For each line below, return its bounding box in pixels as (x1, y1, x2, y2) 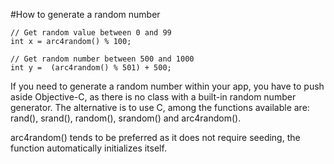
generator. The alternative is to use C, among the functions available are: (10, 102, 310, 113)
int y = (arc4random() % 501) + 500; (10, 63, 172, 73)
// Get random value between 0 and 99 (10, 28, 172, 38)
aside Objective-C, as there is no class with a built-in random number (10, 91, 297, 103)
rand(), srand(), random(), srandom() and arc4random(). (10, 112, 242, 124)
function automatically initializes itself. (10, 142, 167, 154)
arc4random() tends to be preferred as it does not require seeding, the (10, 132, 301, 143)
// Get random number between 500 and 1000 (10, 54, 195, 64)
